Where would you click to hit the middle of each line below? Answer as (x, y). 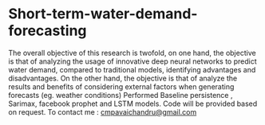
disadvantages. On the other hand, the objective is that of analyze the (123, 78)
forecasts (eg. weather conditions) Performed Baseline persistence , (121, 95)
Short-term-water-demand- (103, 14)
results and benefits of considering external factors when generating (121, 86)
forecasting (47, 31)
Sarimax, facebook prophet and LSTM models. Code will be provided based (133, 104)
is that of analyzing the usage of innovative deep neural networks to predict (132, 61)
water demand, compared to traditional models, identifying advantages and (132, 69)
